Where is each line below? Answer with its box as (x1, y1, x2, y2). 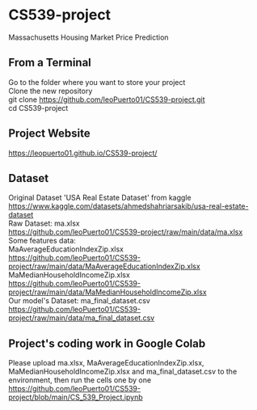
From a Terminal (8, 56, 91, 70)
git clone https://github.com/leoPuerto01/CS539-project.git (8, 95, 205, 104)
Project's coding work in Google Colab (8, 336, 206, 350)
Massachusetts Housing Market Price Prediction (8, 32, 169, 42)
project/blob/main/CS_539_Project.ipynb (8, 392, 143, 402)
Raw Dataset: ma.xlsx (8, 218, 80, 228)
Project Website (8, 127, 91, 141)
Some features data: (8, 236, 77, 246)
